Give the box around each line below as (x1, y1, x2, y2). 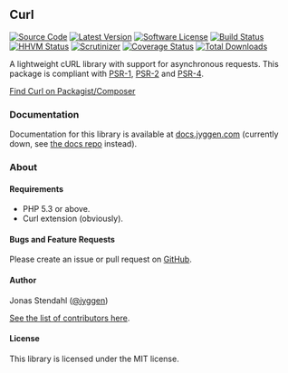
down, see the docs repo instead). (9, 139, 138, 149)
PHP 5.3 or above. (22, 204, 91, 215)
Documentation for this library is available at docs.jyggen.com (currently (9, 129, 279, 139)
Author (9, 275, 37, 286)
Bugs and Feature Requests (9, 234, 116, 244)
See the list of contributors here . (9, 312, 130, 323)
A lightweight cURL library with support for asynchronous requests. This (9, 58, 279, 69)
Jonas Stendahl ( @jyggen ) (9, 294, 109, 306)
